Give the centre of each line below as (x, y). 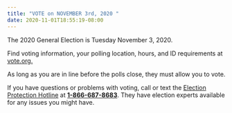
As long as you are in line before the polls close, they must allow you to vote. (116, 74)
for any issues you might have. (51, 102)
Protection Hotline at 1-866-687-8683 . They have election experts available (116, 95)
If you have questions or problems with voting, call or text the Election (107, 87)
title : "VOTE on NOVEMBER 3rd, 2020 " (63, 14)
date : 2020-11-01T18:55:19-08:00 (55, 20)
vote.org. (20, 60)
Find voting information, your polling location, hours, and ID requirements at (115, 53)
